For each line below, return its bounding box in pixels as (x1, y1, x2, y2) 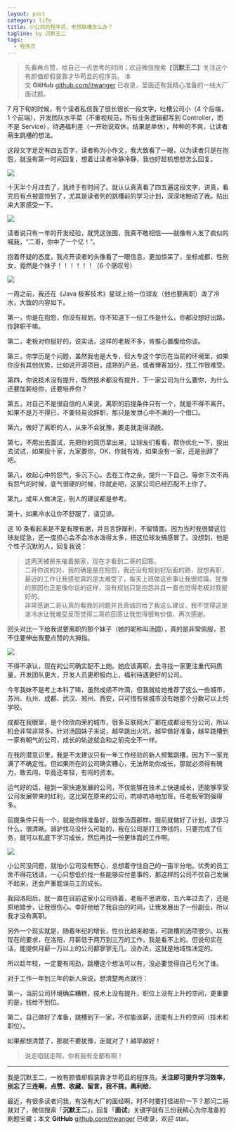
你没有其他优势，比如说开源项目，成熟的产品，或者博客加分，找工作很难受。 (7, 360, 229, 369)
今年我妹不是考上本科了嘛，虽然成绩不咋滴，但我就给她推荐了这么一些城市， (7, 686, 229, 693)
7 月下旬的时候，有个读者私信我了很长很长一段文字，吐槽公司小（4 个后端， (7, 105, 228, 113)
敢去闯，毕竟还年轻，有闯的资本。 (19, 768, 118, 777)
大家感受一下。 (13, 201, 57, 208)
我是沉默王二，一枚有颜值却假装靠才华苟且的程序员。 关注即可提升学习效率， (7, 1073, 229, 1081)
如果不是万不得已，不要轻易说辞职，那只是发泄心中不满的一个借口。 (7, 408, 204, 416)
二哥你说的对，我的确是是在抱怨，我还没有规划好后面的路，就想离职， (24, 566, 228, 574)
